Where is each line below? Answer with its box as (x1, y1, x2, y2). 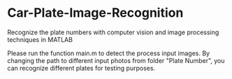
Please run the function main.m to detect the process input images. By (7, 49, 210, 57)
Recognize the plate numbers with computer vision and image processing (7, 28, 219, 36)
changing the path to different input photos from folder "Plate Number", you (7, 56, 225, 64)
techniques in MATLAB (7, 35, 73, 43)
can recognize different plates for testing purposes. (7, 64, 156, 72)
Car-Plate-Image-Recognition (7, 5, 184, 21)
